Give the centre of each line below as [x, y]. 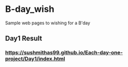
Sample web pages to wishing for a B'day [48, 23]
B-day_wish [30, 9]
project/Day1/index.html [35, 59]
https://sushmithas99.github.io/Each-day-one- [64, 53]
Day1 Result [24, 38]
